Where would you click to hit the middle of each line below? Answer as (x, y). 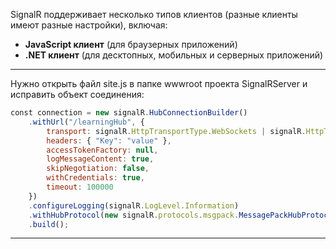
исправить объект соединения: (77, 94)
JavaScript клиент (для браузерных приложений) (131, 44)
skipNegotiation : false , (98, 169)
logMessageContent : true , (100, 159)
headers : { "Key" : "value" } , (109, 140)
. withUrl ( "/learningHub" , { (86, 122)
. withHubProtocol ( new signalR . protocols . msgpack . (134, 215)
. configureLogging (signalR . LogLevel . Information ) (134, 205)
